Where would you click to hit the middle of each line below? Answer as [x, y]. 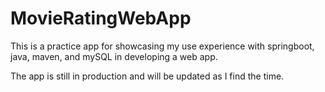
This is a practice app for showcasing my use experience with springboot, [162, 46]
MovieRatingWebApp [101, 18]
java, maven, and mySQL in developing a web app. [114, 56]
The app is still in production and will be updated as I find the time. [147, 76]
